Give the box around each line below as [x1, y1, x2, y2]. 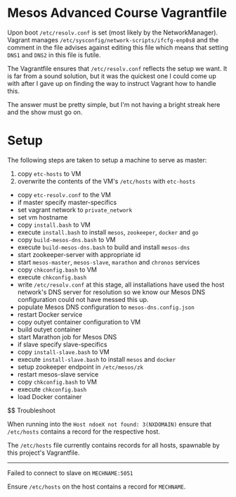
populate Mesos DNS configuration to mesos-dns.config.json [17, 303, 195, 311]
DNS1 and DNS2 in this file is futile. [7, 51, 101, 59]
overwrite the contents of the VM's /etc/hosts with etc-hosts [17, 177, 196, 185]
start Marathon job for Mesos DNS [17, 332, 117, 341]
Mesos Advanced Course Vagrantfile [7, 5, 227, 21]
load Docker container [17, 392, 82, 401]
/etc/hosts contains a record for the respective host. [7, 427, 160, 436]
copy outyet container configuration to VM [17, 317, 141, 326]
